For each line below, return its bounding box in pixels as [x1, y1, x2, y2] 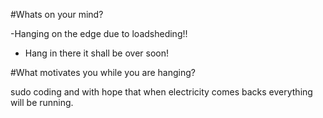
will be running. [10, 97, 74, 108]
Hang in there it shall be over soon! [24, 47, 170, 59]
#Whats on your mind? [10, 9, 104, 20]
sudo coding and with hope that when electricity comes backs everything [10, 86, 313, 98]
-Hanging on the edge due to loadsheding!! [10, 28, 188, 39]
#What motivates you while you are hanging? [10, 67, 196, 78]
